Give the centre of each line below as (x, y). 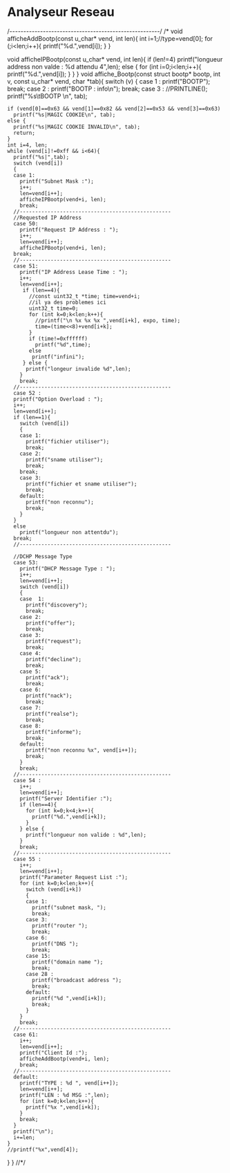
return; (25, 133)
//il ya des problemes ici (68, 302)
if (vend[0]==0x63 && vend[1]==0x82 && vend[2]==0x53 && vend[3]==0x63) (114, 109)
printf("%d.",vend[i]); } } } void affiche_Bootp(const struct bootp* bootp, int (114, 74)
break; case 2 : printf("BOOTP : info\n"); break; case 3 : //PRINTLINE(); (107, 89)
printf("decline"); (53, 659)
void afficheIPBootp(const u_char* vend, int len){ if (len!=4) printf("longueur (115, 59)
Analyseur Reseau (61, 12)
